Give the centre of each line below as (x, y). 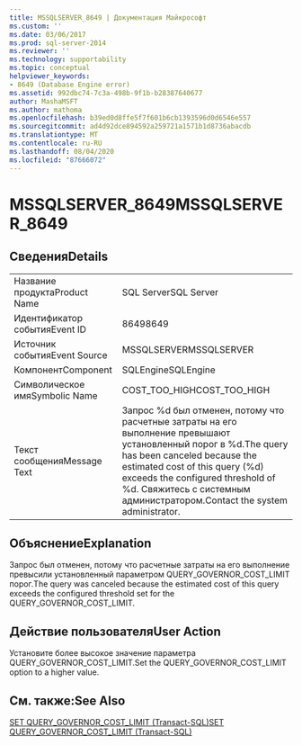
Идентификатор (49, 318)
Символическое (49, 384)
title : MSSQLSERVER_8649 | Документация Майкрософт (108, 18)
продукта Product (51, 292)
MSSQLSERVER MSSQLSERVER (188, 349)
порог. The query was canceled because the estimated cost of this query (144, 584)
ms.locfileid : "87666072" (58, 160)
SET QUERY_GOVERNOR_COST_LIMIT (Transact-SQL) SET (117, 722)
